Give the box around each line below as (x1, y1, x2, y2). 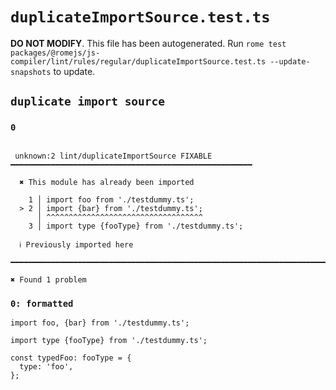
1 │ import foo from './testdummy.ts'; (28, 194, 195, 205)
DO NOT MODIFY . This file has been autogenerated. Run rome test (10, 37, 287, 49)
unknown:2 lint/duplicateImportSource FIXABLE (14, 151, 213, 161)
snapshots (10, 67, 52, 77)
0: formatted (10, 298, 74, 309)
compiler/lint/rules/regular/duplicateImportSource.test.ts (10, 56, 267, 67)
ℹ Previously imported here (19, 239, 134, 250)
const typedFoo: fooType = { (10, 353, 132, 363)
